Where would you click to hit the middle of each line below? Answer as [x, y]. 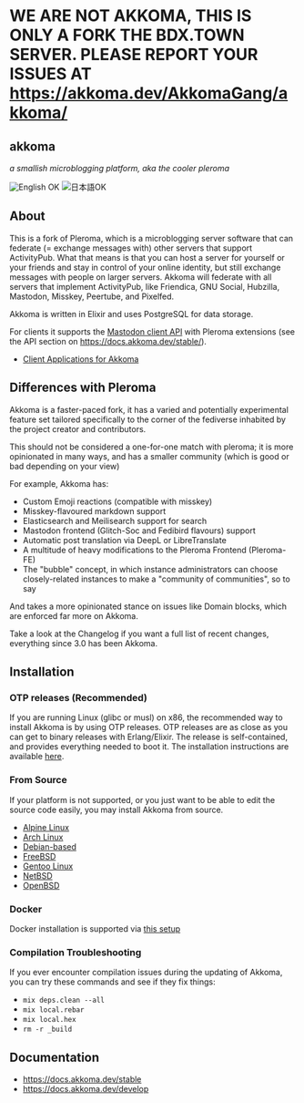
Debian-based [50, 846]
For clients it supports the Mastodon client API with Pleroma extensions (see [152, 331]
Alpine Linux [46, 827]
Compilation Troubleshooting [76, 952]
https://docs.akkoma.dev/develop [86, 1089]
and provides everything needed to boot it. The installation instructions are [149, 747]
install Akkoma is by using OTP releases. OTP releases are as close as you [149, 727]
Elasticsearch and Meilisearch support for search [115, 521]
